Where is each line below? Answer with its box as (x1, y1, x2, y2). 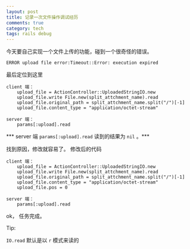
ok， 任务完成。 (6, 213, 46, 220)
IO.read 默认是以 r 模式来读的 (6, 236, 79, 244)
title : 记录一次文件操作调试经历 (6, 14, 79, 20)
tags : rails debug (6, 31, 52, 37)
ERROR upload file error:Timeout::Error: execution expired (6, 60, 159, 66)
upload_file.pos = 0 (17, 185, 68, 191)
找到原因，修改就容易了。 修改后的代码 (6, 145, 102, 152)
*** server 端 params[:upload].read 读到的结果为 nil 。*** (6, 133, 150, 140)
